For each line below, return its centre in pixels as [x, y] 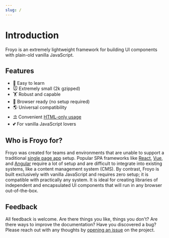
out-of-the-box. [22, 191]
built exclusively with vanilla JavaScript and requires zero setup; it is [77, 175]
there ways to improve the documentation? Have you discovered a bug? [81, 224]
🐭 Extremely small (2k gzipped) [46, 89]
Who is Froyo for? [34, 140]
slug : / [14, 10]
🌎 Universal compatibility [40, 107]
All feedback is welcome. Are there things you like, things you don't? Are [81, 219]
